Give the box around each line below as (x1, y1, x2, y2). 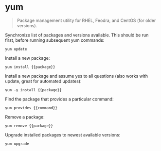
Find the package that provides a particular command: (5, 96, 114, 102)
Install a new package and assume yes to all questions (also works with (5, 73, 148, 79)
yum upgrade (5, 141, 29, 146)
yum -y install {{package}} (5, 87, 62, 92)
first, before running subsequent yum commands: (5, 37, 105, 43)
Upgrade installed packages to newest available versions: (5, 132, 121, 137)
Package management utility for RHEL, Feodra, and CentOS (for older (17, 17, 156, 23)
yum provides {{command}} (5, 105, 57, 110)
